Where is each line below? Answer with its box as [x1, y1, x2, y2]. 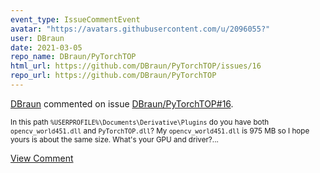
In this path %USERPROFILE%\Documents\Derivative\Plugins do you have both [10, 117, 270, 127]
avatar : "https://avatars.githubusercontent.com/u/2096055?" [10, 24, 271, 34]
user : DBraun [10, 33, 65, 43]
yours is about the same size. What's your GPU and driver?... [10, 134, 219, 145]
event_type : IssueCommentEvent [10, 14, 141, 25]
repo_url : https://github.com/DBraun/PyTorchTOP [10, 71, 217, 81]
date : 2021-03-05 [10, 42, 83, 53]
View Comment [10, 152, 74, 164]
